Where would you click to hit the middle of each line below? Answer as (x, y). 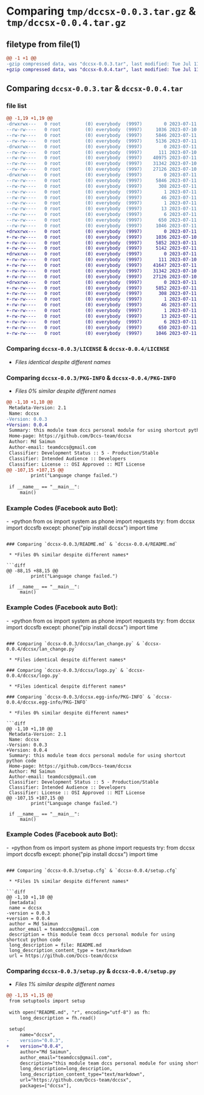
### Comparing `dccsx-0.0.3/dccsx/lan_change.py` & (73, 644)
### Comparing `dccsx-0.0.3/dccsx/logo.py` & (65, 670)
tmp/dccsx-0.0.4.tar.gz (66, 23)
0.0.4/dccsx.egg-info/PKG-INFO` (47, 702)
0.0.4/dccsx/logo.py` (34, 675)
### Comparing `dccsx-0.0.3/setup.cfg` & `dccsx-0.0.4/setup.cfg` (92, 871)
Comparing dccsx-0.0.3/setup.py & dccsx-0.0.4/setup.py (91, 971)
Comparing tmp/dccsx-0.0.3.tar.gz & (101, 11)
